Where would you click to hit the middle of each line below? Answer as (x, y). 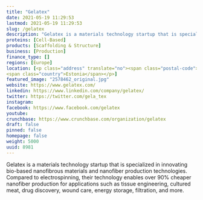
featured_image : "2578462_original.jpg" (58, 79)
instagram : (20, 102)
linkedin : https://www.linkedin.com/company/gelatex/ (76, 91)
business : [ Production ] (36, 52)
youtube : (17, 113)
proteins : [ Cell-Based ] (36, 40)
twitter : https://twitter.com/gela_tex (56, 96)
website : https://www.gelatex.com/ (51, 85)
